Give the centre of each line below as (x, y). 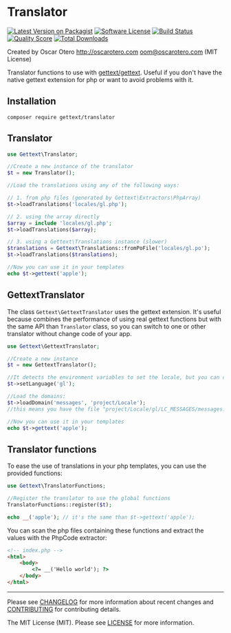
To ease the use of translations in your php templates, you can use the (107, 466)
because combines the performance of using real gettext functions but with (114, 319)
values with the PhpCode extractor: (57, 537)
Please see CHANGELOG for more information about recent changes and (111, 602)
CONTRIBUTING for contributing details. (64, 609)
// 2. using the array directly (53, 217)
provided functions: (35, 473)
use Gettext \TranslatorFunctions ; (57, 486)
